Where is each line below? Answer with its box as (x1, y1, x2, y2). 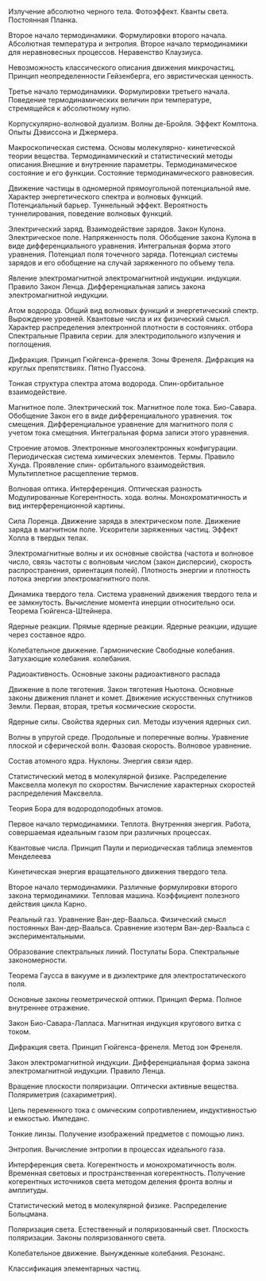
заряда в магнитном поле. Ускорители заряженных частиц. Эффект (8, 524, 238, 534)
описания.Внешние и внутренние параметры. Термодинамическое (8, 160, 237, 169)
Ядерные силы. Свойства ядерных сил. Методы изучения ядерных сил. (8, 717, 252, 726)
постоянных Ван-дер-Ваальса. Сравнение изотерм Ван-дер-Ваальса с (8, 923, 250, 932)
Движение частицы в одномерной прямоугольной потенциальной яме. (8, 184, 252, 193)
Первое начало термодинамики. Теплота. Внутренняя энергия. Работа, (8, 819, 252, 829)
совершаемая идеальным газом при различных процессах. (8, 828, 212, 837)
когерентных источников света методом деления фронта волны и (8, 1177, 233, 1186)
